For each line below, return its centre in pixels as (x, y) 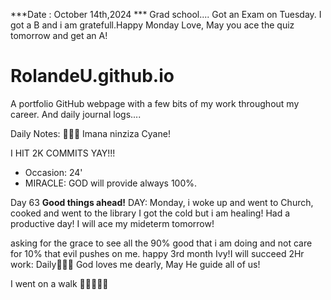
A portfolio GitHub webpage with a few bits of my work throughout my (155, 103)
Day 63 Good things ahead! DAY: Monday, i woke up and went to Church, (162, 202)
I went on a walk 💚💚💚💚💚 (59, 283)
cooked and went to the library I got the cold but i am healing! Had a (150, 213)
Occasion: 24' (53, 172)
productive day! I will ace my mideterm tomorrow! (112, 223)
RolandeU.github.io (92, 76)
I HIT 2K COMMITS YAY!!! (63, 153)
